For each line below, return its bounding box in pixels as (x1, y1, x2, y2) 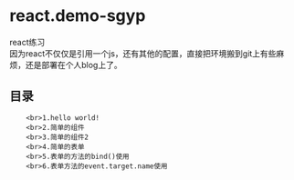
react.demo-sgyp (9, 5, 146, 26)
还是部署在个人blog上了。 (25, 59, 122, 70)
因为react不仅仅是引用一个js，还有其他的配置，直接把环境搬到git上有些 (9, 47, 277, 59)
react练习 (9, 36, 46, 47)
